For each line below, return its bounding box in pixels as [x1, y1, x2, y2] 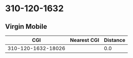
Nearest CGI [69, 37, 100, 43]
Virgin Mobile [5, 22, 47, 31]
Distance [104, 37, 126, 43]
